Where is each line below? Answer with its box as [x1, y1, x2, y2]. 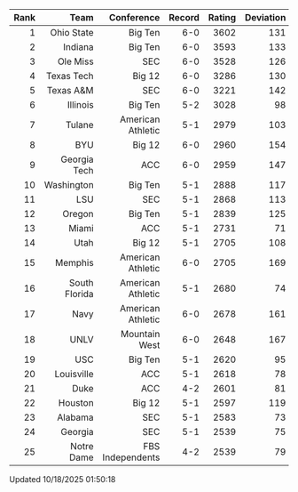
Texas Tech [45, 70, 95, 82]
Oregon [61, 208, 95, 220]
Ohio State [50, 27, 95, 38]
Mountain [121, 328, 161, 340]
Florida [65, 288, 95, 300]
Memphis [54, 257, 95, 269]
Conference [108, 12, 161, 23]
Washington [43, 179, 95, 190]
